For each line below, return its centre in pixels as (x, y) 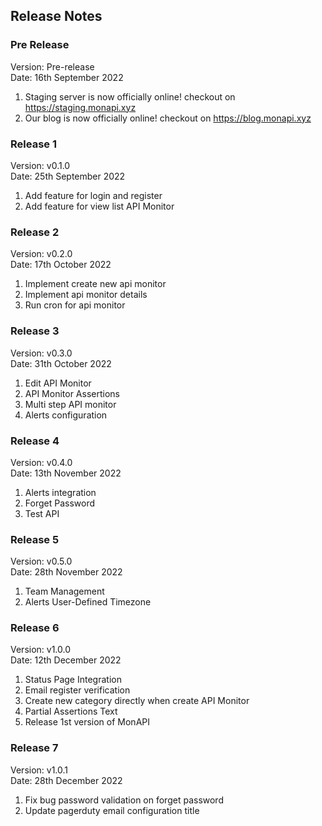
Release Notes (56, 16)
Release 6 (35, 628)
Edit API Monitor (58, 383)
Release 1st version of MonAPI (87, 722)
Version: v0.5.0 (41, 561)
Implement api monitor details (86, 295)
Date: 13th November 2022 (66, 473)
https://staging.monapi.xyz (80, 107)
